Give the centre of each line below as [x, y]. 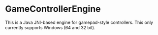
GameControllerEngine [53, 9]
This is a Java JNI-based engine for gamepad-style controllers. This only [79, 22]
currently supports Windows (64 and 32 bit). [50, 27]
